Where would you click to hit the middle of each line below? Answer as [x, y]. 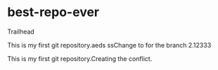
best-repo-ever [53, 12]
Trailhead [21, 31]
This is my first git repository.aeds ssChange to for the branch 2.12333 [109, 45]
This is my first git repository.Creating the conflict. [80, 58]
